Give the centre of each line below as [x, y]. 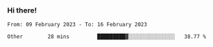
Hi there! [22, 10]
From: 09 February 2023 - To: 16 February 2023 [77, 25]
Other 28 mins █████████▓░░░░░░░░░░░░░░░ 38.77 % [107, 37]
